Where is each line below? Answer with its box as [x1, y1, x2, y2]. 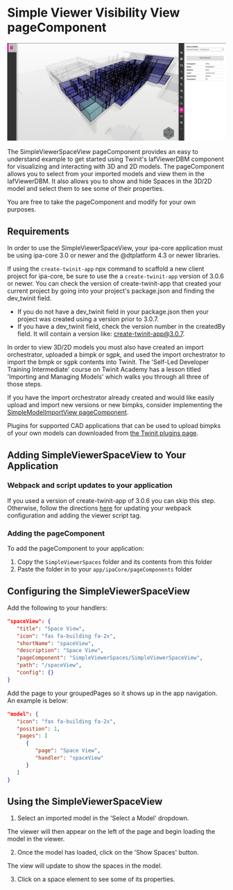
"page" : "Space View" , [35, 747, 101, 754]
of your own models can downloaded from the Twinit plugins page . [7, 429, 199, 438]
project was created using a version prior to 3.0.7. [17, 315, 159, 323]
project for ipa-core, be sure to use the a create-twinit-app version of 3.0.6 [7, 272, 224, 280]
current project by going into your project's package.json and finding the [7, 286, 215, 296]
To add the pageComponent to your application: [7, 545, 144, 553]
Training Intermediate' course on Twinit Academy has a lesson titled [7, 366, 201, 374]
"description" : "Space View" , [16, 647, 104, 654]
